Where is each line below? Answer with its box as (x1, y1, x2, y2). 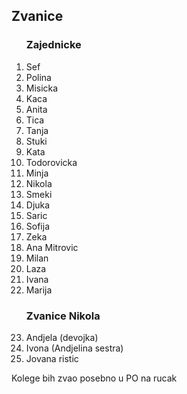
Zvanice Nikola (25, 309, 101, 323)
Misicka (25, 82, 59, 94)
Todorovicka (25, 156, 78, 168)
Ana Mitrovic (25, 241, 79, 253)
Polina (25, 71, 52, 83)
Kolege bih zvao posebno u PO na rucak (11, 372, 178, 384)
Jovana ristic (25, 352, 79, 364)
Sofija (25, 220, 50, 232)
